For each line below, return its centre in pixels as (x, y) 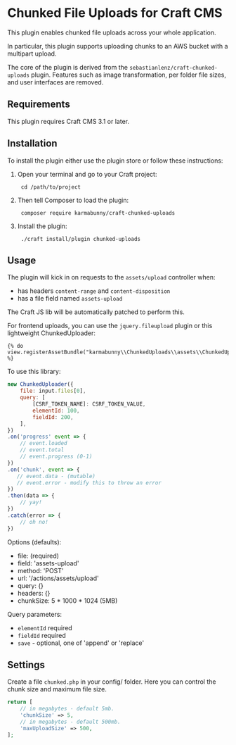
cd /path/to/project (51, 187)
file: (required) (38, 556)
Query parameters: (34, 614)
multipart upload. (32, 54)
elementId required (45, 627)
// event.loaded (44, 444)
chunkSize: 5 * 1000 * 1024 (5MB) (67, 601)
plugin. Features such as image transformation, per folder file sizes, (129, 75)
